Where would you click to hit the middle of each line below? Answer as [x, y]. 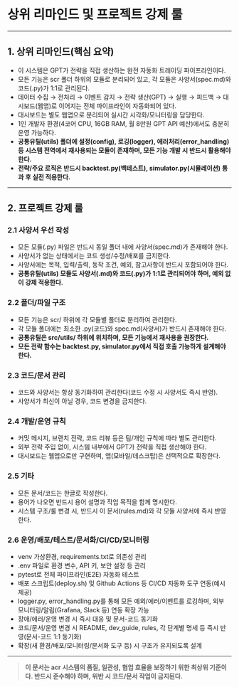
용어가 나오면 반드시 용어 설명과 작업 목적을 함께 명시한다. [97, 501]
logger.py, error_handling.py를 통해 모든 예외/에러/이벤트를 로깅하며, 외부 [121, 601]
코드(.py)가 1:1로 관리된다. [54, 88]
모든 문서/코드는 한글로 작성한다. [63, 493]
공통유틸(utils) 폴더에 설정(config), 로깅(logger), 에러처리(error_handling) [123, 141]
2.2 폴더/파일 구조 [37, 303]
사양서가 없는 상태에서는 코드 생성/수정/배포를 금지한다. [94, 256]
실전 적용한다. [52, 177]
